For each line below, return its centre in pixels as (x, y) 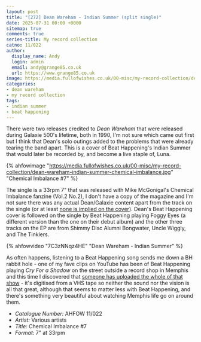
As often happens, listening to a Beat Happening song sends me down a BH (100, 258)
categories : (21, 84)
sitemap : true (24, 28)
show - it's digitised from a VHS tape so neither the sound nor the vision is (98, 283)
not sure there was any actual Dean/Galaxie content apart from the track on (99, 203)
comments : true (25, 34)
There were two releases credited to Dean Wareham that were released (95, 129)
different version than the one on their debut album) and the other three (94, 222)
